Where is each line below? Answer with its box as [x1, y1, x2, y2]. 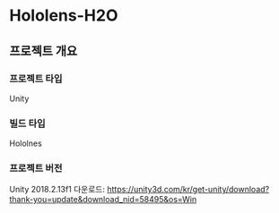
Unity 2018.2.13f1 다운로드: [9, 184, 106, 195]
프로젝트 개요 [9, 43, 78, 58]
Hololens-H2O [9, 5, 118, 26]
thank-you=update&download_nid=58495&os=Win [9, 194, 197, 205]
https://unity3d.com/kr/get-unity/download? [107, 184, 270, 195]
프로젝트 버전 [9, 162, 63, 175]
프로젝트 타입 [9, 72, 63, 85]
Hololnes [9, 138, 42, 149]
